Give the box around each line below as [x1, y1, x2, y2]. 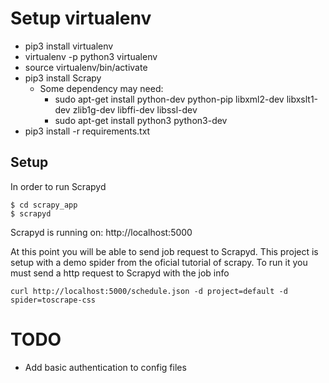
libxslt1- [286, 93, 319, 105]
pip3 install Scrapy [24, 72, 102, 84]
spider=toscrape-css [10, 295, 97, 305]
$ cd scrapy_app [10, 200, 78, 210]
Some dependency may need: [39, 82, 164, 94]
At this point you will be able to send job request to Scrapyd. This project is [10, 245, 319, 257]
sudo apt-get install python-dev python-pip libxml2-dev [54, 93, 285, 105]
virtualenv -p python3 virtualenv [24, 50, 158, 62]
